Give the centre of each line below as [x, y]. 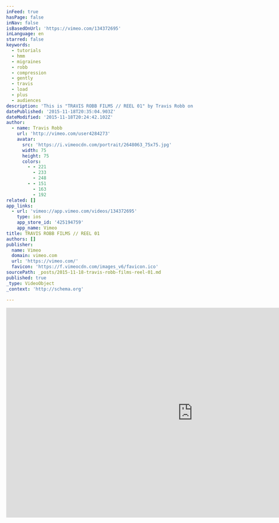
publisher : [20, 245]
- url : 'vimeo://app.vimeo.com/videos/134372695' [74, 211]
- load [20, 89]
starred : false [25, 39]
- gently [22, 78]
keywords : [18, 45]
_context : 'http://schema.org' [45, 289]
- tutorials [27, 51]
